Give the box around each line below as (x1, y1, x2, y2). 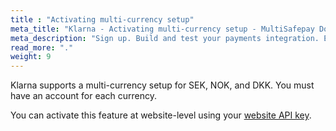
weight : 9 (10, 52, 52, 62)
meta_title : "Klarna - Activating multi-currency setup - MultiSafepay (10, 24, 315, 34)
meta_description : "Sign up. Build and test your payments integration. (10, 33, 320, 43)
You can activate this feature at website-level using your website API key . (10, 109, 312, 121)
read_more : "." (10, 42, 74, 53)
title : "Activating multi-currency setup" (10, 14, 195, 25)
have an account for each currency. (10, 90, 158, 102)
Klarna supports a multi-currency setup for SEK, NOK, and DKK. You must (10, 79, 315, 91)
